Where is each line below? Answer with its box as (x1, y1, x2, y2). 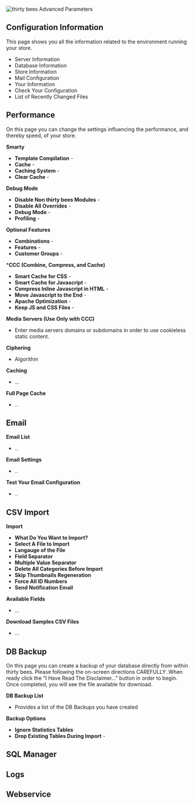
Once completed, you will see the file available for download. (6, 681, 153, 688)
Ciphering (6, 344, 31, 351)
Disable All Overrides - (14, 202, 71, 209)
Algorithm (14, 355, 39, 362)
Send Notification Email (14, 584, 73, 591)
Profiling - (14, 215, 40, 222)
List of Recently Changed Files (14, 93, 89, 100)
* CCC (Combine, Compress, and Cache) (6, 261, 105, 268)
